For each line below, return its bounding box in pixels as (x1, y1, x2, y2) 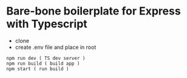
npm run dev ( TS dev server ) (6, 55, 86, 61)
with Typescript (6, 17, 88, 31)
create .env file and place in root (15, 44, 97, 51)
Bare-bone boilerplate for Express (6, 4, 181, 18)
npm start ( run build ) (6, 65, 69, 72)
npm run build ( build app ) (6, 60, 80, 67)
